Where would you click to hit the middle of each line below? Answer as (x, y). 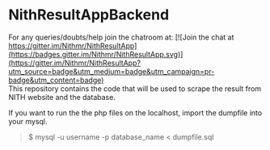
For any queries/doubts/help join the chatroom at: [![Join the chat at (121, 37)
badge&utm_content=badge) (56, 80)
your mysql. (28, 121)
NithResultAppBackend (89, 15)
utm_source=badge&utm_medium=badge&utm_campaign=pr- (112, 71)
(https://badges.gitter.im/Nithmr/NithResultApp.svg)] (96, 54)
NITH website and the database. (62, 97)
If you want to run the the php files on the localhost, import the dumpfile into (135, 112)
